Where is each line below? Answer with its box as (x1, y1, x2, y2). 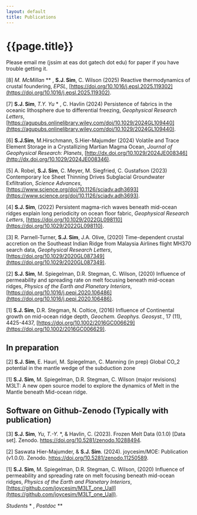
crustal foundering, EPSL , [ (6, 83, 72, 90)
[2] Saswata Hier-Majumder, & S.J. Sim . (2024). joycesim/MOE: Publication (6, 448, 188, 455)
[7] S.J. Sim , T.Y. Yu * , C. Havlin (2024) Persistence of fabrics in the (6, 101, 172, 108)
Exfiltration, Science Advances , (6, 180, 82, 187)
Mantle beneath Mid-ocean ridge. (6, 388, 88, 395)
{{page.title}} (6, 39, 74, 53)
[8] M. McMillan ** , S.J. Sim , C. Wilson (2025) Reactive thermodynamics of (6, 77, 191, 84)
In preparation (6, 342, 59, 352)
